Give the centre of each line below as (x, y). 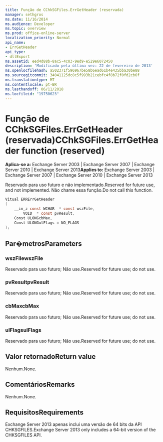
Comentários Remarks (40, 385)
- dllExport (17, 56)
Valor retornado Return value (50, 357)
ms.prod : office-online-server (38, 33)
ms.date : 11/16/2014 (27, 19)
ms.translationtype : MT (30, 80)
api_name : (15, 43)
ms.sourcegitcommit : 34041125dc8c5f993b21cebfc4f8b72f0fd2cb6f (72, 75)
